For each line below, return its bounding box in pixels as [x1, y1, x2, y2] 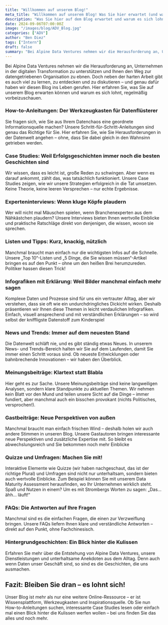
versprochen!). [5, 401, 36, 407]
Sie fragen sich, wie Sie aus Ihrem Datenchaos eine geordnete [5, 118, 133, 124]
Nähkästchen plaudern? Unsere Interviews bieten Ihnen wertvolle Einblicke [5, 215, 160, 221]
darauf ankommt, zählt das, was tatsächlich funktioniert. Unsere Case [5, 175, 149, 181]
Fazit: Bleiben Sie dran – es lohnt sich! [5, 580, 125, 589]
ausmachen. [5, 566, 31, 572]
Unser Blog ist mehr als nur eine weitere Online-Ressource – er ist [5, 593, 141, 600]
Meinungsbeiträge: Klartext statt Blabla [5, 369, 103, 376]
